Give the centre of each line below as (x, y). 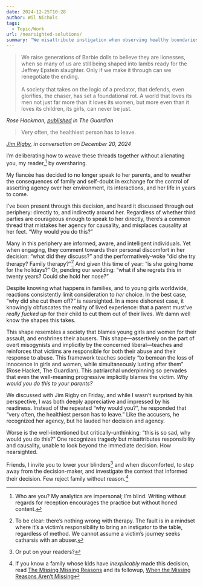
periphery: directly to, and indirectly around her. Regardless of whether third (101, 212)
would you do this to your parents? (50, 384)
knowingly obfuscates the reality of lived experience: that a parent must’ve (99, 308)
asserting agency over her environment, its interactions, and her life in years (101, 188)
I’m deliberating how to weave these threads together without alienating (95, 156)
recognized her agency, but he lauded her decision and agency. (85, 421)
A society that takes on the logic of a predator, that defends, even (103, 89)
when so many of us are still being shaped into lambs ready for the (104, 64)
